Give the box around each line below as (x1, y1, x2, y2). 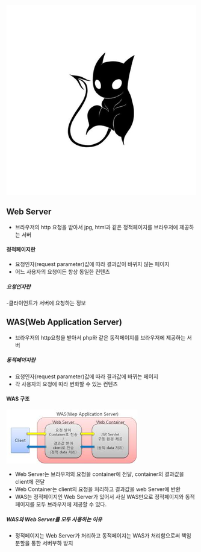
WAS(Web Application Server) (6, 317, 122, 328)
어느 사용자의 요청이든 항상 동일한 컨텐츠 (14, 268, 110, 276)
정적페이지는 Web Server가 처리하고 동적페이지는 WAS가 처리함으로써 (14, 531, 181, 539)
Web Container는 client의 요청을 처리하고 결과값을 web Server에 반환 (14, 485, 181, 493)
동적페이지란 (6, 357, 36, 364)
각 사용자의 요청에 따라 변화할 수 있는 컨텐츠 (14, 380, 119, 387)
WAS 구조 (6, 395, 30, 402)
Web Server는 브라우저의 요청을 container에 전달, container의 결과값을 (14, 470, 185, 478)
